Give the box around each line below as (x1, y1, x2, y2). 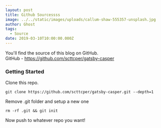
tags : (5, 27, 17, 32)
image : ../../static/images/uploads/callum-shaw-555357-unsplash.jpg (5, 17, 156, 22)
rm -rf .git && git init (5, 108, 58, 114)
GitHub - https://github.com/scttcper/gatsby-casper (5, 55, 115, 61)
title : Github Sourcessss (5, 12, 60, 17)
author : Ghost (5, 21, 36, 27)
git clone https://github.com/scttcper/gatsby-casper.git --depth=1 (5, 90, 154, 95)
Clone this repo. (5, 80, 39, 86)
